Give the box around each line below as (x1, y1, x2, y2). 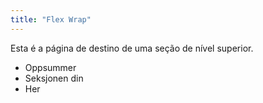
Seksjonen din (24, 72, 84, 84)
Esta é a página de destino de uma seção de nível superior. (10, 42, 254, 54)
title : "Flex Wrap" (10, 14, 92, 25)
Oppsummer (24, 61, 77, 73)
